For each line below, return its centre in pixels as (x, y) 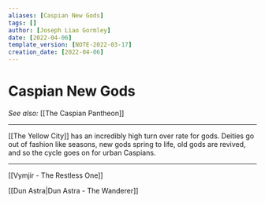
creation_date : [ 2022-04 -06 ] (56, 52)
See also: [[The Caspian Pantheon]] (66, 113)
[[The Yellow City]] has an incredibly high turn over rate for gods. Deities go (131, 136)
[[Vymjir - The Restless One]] (56, 175)
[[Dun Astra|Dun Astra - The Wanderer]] (73, 190)
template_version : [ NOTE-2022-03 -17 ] (70, 45)
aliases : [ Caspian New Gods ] (56, 15)
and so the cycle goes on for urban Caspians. (82, 152)
